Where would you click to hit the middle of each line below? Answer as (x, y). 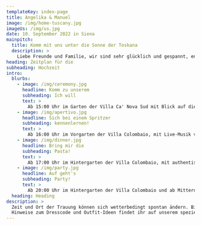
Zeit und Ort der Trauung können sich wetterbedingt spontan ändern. (100, 207)
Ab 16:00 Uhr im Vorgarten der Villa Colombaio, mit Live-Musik (109, 135)
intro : (14, 73)
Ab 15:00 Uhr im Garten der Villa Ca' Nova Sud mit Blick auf (107, 106)
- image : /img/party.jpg (48, 168)
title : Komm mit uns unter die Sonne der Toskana (74, 46)
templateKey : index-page (37, 12)
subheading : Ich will (49, 95)
